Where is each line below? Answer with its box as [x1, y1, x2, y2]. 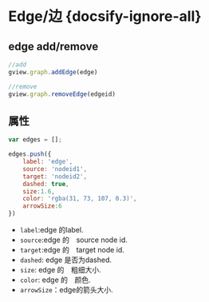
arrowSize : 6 [22, 202, 62, 210]
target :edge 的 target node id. [19, 245, 125, 255]
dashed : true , [22, 180, 69, 188]
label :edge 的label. [19, 225, 84, 235]
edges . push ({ [8, 150, 52, 158]
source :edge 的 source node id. [19, 235, 128, 244]
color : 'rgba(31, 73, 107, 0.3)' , [22, 195, 137, 203]
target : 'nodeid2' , [22, 173, 88, 181]
